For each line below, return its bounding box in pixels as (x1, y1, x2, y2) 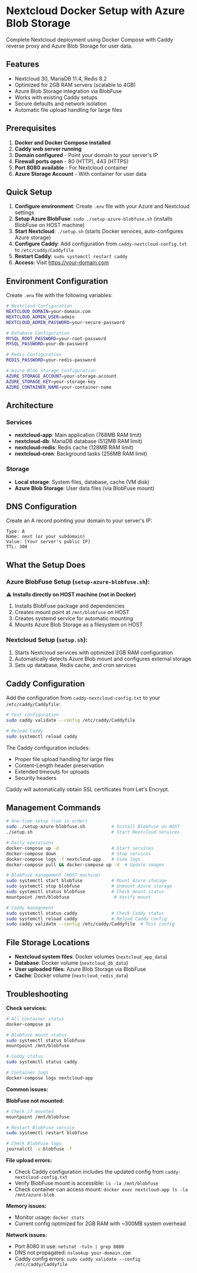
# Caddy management (6, 905, 54, 911)
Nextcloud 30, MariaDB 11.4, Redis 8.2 (14, 75, 107, 82)
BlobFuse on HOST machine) (14, 222, 85, 229)
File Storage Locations (6, 937, 90, 948)
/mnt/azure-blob (14, 1192, 55, 1198)
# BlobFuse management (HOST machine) (6, 872, 101, 878)
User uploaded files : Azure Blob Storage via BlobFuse (14, 966, 146, 973)
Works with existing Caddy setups (14, 94, 98, 101)
